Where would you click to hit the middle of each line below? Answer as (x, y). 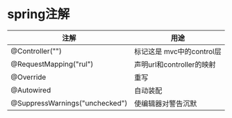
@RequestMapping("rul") (52, 64)
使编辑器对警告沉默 (166, 103)
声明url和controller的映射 (175, 65)
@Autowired (31, 90)
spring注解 (39, 14)
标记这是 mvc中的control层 (178, 51)
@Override (28, 77)
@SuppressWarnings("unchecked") (69, 103)
